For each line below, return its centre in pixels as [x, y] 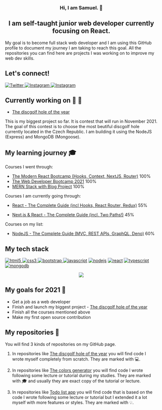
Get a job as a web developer [41, 302]
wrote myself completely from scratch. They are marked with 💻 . [76, 359]
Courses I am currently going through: [43, 196]
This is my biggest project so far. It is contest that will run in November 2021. [81, 121]
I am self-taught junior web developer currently [81, 24]
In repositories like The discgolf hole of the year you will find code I [79, 353]
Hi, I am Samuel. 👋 [81, 8]
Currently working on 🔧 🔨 [44, 100]
